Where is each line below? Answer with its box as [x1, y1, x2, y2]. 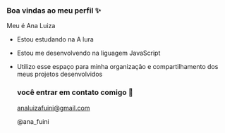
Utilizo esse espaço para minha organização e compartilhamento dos [16, 63, 219, 71]
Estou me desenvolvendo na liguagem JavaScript [16, 49, 161, 58]
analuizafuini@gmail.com [16, 103, 90, 112]
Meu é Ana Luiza [6, 22, 56, 30]
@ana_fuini [16, 117, 50, 125]
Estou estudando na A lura [16, 35, 95, 44]
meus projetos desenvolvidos [16, 70, 103, 79]
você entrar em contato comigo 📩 [16, 87, 133, 97]
